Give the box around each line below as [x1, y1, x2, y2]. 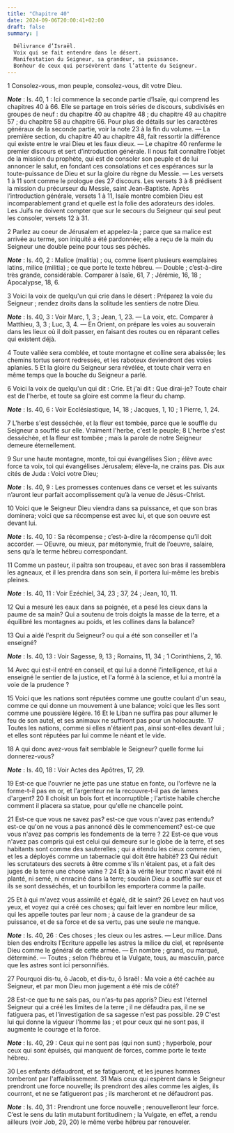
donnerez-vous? [7, 752, 54, 760]
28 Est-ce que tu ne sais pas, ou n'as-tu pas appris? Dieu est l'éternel [7, 995, 208, 1004]
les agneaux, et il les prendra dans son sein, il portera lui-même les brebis [7, 568, 219, 577]
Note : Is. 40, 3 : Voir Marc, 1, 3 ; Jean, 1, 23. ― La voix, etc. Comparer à [7, 312, 214, 321]
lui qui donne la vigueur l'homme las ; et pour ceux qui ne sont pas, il [7, 1018, 205, 1026]
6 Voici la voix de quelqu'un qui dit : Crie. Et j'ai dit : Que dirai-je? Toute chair [7, 384, 227, 392]
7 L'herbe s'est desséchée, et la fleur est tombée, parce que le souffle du [7, 419, 217, 427]
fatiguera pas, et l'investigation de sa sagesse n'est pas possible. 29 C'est [7, 1010, 221, 1018]
